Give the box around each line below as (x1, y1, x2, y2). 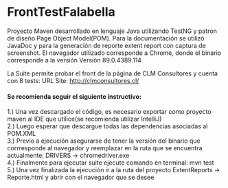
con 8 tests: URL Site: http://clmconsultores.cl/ (7, 76, 139, 84)
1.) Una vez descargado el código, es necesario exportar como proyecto (7, 108, 212, 116)
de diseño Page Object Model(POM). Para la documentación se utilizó (7, 34, 205, 42)
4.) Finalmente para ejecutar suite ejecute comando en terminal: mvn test (7, 158, 214, 167)
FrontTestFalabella (7, 4, 115, 20)
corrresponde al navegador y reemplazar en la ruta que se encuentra (7, 144, 203, 152)
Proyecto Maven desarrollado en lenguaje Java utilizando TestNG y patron (7, 27, 218, 35)
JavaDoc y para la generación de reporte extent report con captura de (7, 41, 206, 49)
